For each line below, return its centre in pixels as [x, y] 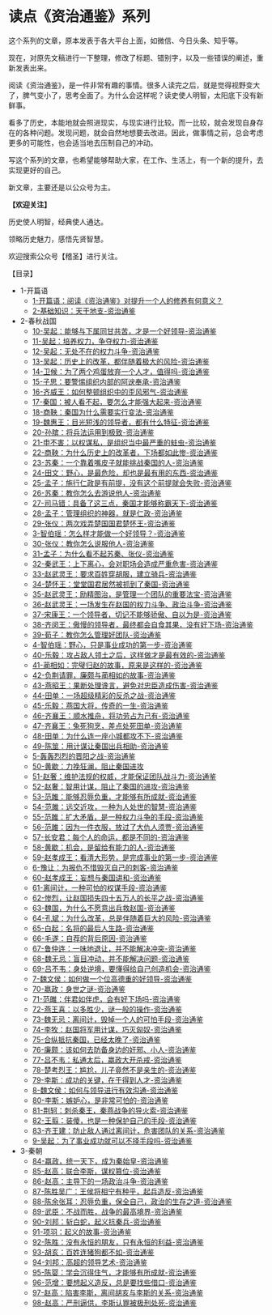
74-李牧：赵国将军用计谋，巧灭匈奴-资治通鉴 [107, 1029]
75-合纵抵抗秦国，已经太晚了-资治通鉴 [96, 1039]
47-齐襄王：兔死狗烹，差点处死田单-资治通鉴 [107, 726]
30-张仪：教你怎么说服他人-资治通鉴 [93, 543]
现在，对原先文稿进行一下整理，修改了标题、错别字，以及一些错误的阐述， [132, 57]
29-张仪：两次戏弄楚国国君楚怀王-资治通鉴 [104, 523]
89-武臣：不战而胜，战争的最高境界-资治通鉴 [107, 1211]
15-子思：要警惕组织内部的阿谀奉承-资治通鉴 [106, 381]
